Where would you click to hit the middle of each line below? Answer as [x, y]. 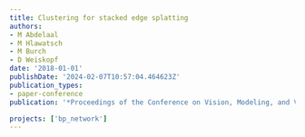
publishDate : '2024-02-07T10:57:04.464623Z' [95, 77]
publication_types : [46, 85]
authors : [26, 26]
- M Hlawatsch [36, 43]
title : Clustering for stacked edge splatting [99, 18]
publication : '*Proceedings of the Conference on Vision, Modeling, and [150, 102]
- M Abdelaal [34, 34]
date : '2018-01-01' [46, 69]
